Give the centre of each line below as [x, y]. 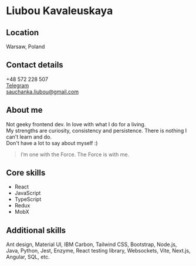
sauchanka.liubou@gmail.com [43, 92]
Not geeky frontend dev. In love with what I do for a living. [76, 124]
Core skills [26, 173]
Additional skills [36, 230]
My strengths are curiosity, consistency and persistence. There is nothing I [96, 130]
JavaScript [28, 193]
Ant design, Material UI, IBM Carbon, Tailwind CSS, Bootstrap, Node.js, [92, 244]
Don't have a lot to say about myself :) [52, 143]
